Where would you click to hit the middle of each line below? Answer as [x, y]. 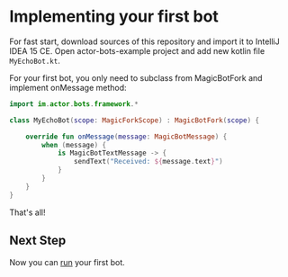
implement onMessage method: [68, 87]
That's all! [27, 212]
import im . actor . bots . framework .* [74, 104]
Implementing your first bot [114, 17]
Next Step [38, 241]
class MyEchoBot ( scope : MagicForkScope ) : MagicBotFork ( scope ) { [135, 120]
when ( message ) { [74, 145]
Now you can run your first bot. [67, 262]
